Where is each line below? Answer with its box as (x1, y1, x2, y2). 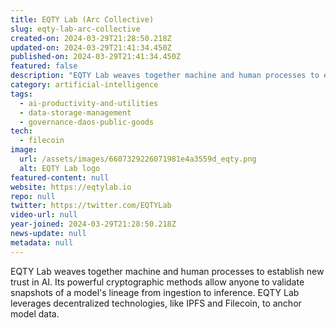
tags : (10, 89, 33, 99)
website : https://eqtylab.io (10, 182, 132, 192)
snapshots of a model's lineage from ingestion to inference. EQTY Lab (10, 286, 300, 298)
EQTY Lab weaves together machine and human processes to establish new (10, 265, 325, 277)
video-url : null (10, 210, 78, 220)
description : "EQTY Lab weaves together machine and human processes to (10, 71, 320, 81)
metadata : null (10, 237, 74, 248)
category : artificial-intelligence (10, 80, 159, 90)
